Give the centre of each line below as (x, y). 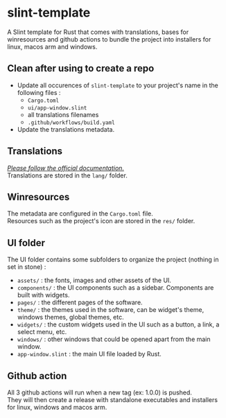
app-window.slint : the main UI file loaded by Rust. (89, 354)
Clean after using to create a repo (81, 68)
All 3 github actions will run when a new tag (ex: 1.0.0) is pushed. (100, 392)
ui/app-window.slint (57, 108)
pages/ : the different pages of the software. (80, 302)
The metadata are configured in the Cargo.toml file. (80, 214)
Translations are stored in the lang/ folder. (68, 175)
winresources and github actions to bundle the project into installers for (109, 39)
